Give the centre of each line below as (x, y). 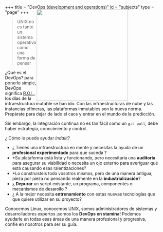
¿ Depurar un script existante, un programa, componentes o (72, 184)
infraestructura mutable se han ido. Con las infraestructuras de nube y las (79, 104)
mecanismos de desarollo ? (39, 189)
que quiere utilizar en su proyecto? (47, 199)
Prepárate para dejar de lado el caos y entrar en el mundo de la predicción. (80, 114)
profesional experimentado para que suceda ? (59, 153)
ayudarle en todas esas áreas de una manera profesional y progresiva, (76, 219)
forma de (26, 58)
